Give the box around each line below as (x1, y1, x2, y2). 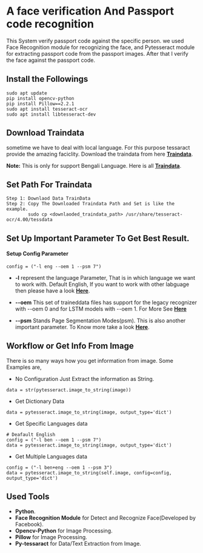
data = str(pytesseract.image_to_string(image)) (6, 386, 131, 393)
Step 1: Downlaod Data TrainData (6, 196, 91, 202)
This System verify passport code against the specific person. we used (6, 37, 184, 44)
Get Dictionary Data (15, 397, 65, 405)
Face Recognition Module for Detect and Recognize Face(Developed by (15, 514, 196, 522)
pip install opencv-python (6, 95, 75, 101)
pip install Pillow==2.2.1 (6, 101, 75, 107)
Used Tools (6, 492, 50, 502)
